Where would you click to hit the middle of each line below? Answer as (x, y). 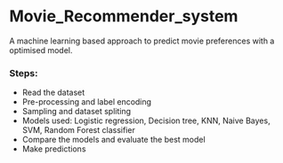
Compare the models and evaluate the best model (114, 140)
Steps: (24, 73)
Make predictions (54, 149)
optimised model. (41, 50)
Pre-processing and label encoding (87, 102)
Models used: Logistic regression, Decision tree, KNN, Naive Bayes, (146, 120)
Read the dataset (53, 93)
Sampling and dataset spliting (77, 112)
